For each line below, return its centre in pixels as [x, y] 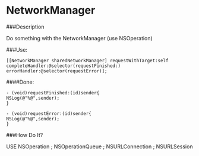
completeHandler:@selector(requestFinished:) [63, 66]
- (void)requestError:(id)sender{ [49, 113]
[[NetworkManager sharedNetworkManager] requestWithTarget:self [87, 61]
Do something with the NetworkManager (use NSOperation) [79, 38]
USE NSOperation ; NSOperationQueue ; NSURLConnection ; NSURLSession [99, 147]
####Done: [20, 82]
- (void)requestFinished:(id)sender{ [53, 93]
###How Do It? [25, 135]
